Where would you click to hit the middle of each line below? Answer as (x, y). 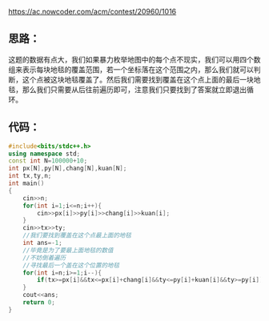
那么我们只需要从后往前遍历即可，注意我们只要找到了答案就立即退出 (134, 89)
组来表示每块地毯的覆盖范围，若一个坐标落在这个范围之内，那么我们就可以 (131, 69)
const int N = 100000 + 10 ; (48, 161)
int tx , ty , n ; (30, 176)
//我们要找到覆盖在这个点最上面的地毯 (77, 235)
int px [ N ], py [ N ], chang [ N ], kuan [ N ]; (68, 169)
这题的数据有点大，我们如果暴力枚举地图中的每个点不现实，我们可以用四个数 (134, 59)
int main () (26, 183)
